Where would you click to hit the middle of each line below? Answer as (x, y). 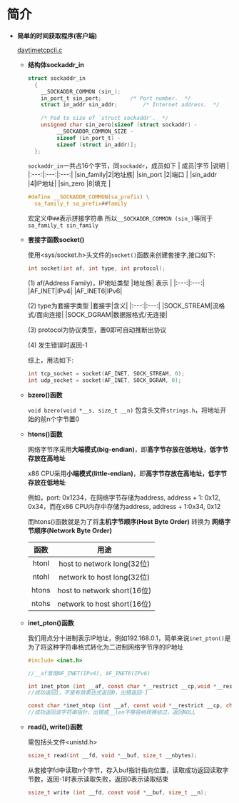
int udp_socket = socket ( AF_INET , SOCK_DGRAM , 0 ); (105, 380)
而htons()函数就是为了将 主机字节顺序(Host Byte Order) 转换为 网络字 (129, 521)
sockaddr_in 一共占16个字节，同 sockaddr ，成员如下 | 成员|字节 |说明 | (128, 166)
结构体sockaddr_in (56, 64)
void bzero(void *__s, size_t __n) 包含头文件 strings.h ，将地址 (124, 410)
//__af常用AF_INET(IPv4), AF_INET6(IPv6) (89, 673)
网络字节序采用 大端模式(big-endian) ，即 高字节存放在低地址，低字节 (128, 449)
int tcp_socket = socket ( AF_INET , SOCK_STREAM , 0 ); (106, 374)
